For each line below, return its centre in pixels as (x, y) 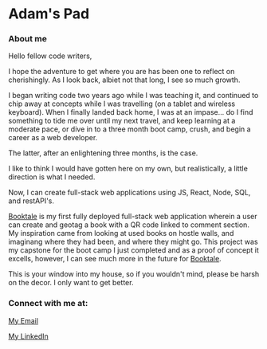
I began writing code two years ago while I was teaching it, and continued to (133, 96)
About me (28, 39)
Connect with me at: (48, 304)
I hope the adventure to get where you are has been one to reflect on (122, 72)
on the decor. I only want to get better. (71, 283)
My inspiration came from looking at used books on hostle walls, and (121, 233)
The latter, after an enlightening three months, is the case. (103, 153)
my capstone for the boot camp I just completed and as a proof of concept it (133, 250)
